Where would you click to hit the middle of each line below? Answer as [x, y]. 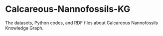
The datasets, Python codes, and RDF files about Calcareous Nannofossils [81, 23]
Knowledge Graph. [24, 28]
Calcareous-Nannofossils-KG [68, 9]
